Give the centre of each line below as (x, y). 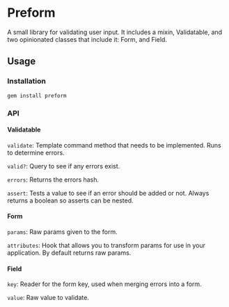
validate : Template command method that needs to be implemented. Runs (114, 145)
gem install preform (37, 95)
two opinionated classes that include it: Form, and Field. (87, 39)
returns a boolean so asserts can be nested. (70, 200)
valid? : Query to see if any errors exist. (64, 166)
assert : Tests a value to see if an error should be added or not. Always (108, 193)
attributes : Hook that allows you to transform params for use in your (106, 245)
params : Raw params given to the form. (63, 232)
